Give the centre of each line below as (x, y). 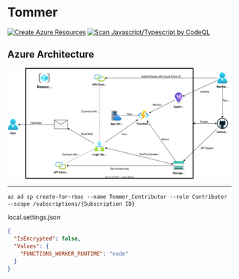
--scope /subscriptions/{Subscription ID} (71, 204)
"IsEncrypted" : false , (47, 239)
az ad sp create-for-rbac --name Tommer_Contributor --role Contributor (117, 197)
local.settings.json (34, 217)
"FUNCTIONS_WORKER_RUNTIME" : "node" (75, 253)
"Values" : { (32, 246)
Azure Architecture (51, 54)
